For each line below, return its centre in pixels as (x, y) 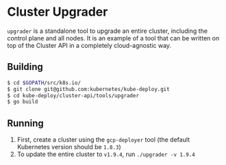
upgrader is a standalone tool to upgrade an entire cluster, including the (107, 31)
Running (26, 123)
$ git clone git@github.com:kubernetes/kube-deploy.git (88, 89)
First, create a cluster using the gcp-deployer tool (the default (103, 140)
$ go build (23, 102)
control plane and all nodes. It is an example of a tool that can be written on (113, 38)
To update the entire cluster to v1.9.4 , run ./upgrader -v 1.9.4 (106, 154)
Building (25, 67)
